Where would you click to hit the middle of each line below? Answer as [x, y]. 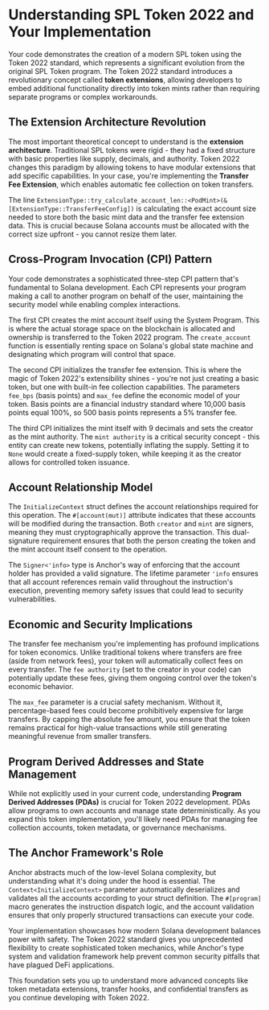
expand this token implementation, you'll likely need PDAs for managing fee [133, 819]
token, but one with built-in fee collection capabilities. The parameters [124, 387]
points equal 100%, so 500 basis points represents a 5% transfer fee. [123, 413]
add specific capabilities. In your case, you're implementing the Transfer [128, 175]
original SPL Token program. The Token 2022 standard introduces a [120, 71]
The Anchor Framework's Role [86, 853]
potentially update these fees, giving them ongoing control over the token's [132, 678]
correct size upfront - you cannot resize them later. [93, 234]
